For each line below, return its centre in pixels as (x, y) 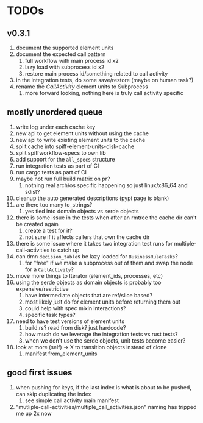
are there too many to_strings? (54, 204)
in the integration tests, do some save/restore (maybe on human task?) (105, 80)
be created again (37, 224)
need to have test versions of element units (70, 321)
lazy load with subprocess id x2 (65, 67)
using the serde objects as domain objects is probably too (88, 282)
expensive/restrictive (42, 289)
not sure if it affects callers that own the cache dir (87, 237)
